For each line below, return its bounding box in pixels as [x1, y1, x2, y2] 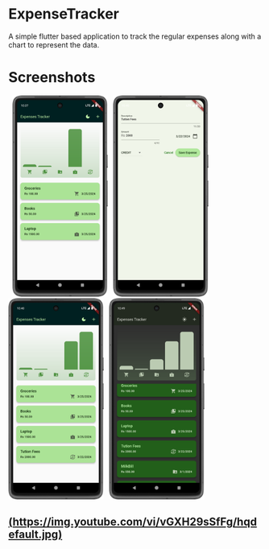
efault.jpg [8, 528, 59, 542]
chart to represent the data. [8, 39, 100, 49]
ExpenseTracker [8, 5, 119, 23]
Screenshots [8, 68, 96, 87]
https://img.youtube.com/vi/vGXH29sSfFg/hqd [12, 515, 258, 529]
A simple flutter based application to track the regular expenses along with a [8, 31, 262, 41]
